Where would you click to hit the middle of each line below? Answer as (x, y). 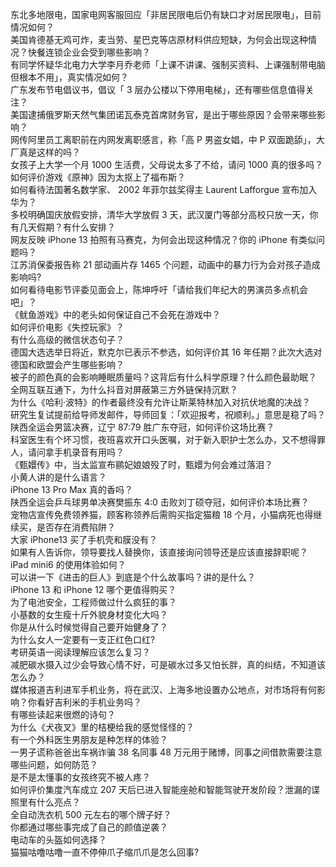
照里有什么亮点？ (45, 802)
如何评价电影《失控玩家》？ (67, 327)
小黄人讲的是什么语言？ (58, 477)
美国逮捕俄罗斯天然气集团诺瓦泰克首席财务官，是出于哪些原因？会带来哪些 (163, 114)
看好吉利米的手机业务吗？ (89, 702)
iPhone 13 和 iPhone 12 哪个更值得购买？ (93, 589)
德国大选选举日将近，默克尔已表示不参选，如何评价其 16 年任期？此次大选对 (166, 352)
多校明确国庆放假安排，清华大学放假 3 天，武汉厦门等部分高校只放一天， (160, 214)
